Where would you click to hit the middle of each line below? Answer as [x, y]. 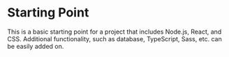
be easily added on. [36, 46]
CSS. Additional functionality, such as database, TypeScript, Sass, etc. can [114, 38]
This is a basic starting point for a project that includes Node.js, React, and [114, 32]
